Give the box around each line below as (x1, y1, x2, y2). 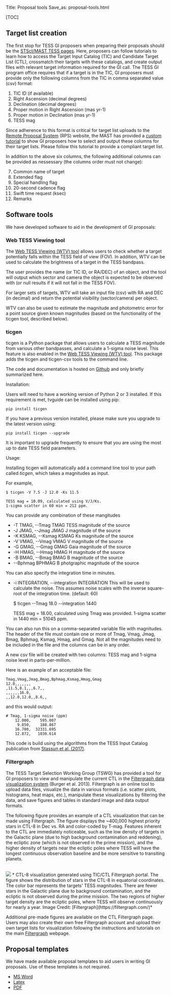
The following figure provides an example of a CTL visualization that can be (6, 812, 164, 818)
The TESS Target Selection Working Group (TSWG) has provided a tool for (6, 770, 162, 776)
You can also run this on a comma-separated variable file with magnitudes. (6, 626, 163, 632)
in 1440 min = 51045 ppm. (13, 616, 68, 622)
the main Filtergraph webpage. (6, 930, 70, 936)
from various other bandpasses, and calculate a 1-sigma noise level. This (6, 345, 159, 352)
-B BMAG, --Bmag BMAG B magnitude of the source (13, 555, 123, 561)
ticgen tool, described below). (6, 315, 69, 321)
